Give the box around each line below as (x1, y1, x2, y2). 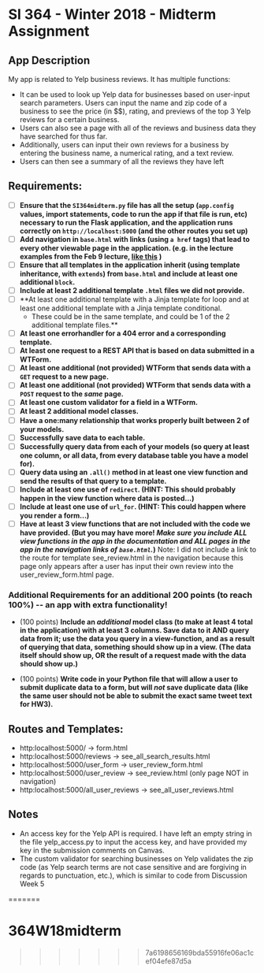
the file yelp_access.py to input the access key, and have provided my (19, 837, 247, 846)
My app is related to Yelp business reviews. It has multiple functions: (8, 75, 231, 84)
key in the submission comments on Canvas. (19, 845, 165, 855)
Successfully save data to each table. (19, 433, 146, 442)
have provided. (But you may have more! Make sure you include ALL (19, 528, 247, 537)
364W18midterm (8, 922, 122, 940)
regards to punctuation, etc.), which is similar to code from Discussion (19, 871, 247, 880)
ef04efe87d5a (145, 956, 191, 966)
